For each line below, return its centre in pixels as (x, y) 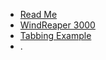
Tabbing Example (55, 35)
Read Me (38, 14)
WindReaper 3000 (57, 25)
